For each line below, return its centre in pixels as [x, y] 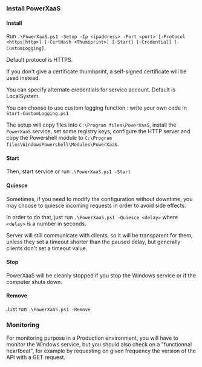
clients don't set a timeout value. [47, 248]
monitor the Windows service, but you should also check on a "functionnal [99, 345]
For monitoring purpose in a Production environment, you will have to [92, 338]
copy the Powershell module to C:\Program [59, 138]
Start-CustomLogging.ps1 [37, 114]
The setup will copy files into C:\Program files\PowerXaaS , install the [91, 125]
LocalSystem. [23, 96]
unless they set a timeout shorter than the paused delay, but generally [93, 242]
